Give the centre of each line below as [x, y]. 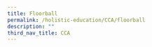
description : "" [31, 26]
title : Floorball [33, 13]
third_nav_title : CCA [39, 33]
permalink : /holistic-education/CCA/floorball [76, 20]
